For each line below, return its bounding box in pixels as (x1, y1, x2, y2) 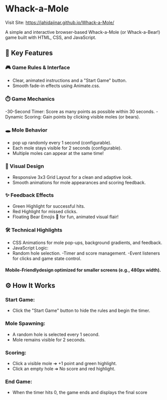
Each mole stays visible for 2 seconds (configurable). (12, 145, 122, 151)
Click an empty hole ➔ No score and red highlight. (12, 366, 116, 372)
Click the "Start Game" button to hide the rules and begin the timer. (12, 307, 151, 314)
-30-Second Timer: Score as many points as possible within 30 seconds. (5, 108, 156, 115)
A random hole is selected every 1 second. (12, 331, 100, 337)
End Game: (5, 378, 32, 385)
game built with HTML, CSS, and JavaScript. (5, 34, 96, 40)
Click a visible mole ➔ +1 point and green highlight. (12, 360, 117, 366)
